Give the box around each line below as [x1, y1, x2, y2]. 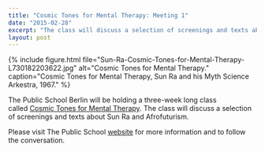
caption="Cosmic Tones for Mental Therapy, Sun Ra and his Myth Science [8, 72, 250, 81]
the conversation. [8, 135, 65, 145]
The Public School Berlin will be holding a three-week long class [8, 95, 217, 105]
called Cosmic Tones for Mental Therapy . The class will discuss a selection [8, 104, 252, 113]
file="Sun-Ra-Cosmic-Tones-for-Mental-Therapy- [82, 55, 244, 64]
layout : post [8, 33, 51, 42]
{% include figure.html [8, 55, 81, 64]
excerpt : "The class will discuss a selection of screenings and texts [8, 26, 248, 34]
